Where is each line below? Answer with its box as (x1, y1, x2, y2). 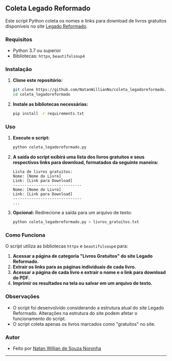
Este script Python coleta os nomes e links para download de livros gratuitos (5, 17, 167, 24)
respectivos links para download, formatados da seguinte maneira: (12, 160, 159, 166)
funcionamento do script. (12, 315, 67, 322)
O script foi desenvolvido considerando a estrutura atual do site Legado (12, 304, 164, 311)
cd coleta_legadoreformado (12, 92, 71, 97)
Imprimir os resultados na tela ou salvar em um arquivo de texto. (12, 280, 153, 286)
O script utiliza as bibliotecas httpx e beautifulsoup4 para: (5, 243, 128, 250)
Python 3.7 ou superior (12, 48, 61, 54)
